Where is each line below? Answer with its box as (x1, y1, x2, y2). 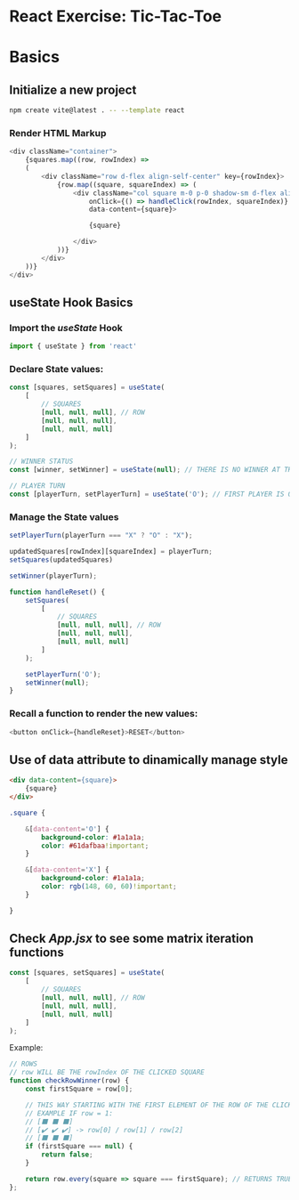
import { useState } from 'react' (9, 342, 138, 351)
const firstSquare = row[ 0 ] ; (25, 1084, 133, 1094)
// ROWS (9, 1059, 38, 1069)
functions (9, 945, 64, 961)
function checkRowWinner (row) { (9, 1076, 129, 1085)
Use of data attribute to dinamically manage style (9, 752, 288, 767)
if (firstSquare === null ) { (25, 1142, 133, 1151)
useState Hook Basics (9, 296, 133, 310)
